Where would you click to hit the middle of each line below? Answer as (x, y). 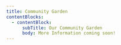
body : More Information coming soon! (69, 33)
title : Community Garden (37, 11)
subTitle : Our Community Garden (62, 28)
